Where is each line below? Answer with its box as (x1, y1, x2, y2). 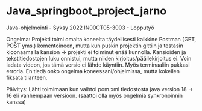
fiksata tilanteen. (6, 74, 48, 81)
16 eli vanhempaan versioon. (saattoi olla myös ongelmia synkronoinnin (6, 92, 183, 99)
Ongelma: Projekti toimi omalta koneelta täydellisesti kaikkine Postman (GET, (6, 35, 197, 43)
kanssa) (6, 98, 26, 106)
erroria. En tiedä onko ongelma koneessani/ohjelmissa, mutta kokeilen (6, 67, 180, 74)
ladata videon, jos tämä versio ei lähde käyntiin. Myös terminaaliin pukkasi (6, 61, 190, 68)
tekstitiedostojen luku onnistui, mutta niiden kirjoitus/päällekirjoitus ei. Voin (6, 55, 192, 62)
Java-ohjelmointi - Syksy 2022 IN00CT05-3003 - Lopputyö (6, 24, 155, 31)
